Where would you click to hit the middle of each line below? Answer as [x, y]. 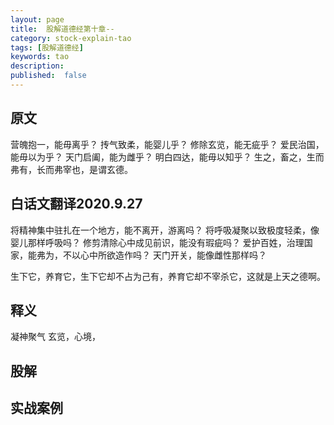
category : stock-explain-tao [71, 38]
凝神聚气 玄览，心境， [55, 337]
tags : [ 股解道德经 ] [47, 47]
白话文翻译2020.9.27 [76, 204]
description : [37, 66]
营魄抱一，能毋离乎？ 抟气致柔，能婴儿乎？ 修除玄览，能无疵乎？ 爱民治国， [167, 144]
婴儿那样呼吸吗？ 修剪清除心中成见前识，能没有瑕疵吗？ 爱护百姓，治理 [157, 242]
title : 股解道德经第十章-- [62, 29]
